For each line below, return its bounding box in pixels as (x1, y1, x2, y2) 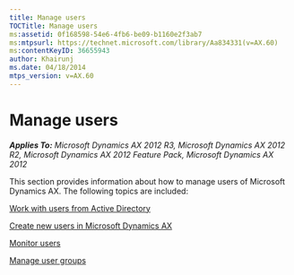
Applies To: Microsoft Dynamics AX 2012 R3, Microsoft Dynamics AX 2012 (9, 140, 286, 150)
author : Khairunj (9, 55, 74, 64)
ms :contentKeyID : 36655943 (9, 47, 110, 56)
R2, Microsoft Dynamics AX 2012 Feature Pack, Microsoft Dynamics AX (9, 149, 274, 159)
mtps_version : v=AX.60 (9, 72, 94, 81)
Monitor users (9, 237, 61, 248)
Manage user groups (9, 254, 87, 265)
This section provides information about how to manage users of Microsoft (9, 176, 285, 186)
